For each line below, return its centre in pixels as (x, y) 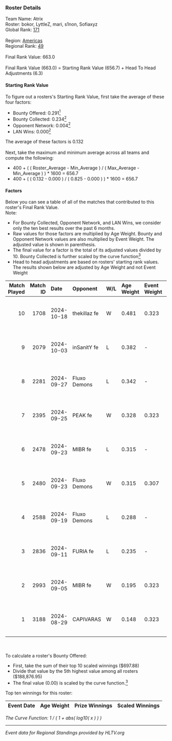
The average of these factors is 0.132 (44, 142)
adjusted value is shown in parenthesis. (54, 245)
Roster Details (23, 8)
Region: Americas (24, 41)
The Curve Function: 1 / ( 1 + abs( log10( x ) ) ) (53, 718)
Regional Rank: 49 (25, 46)
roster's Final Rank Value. (32, 207)
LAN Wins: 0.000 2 (32, 131)
